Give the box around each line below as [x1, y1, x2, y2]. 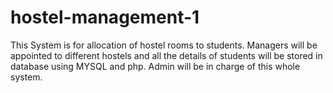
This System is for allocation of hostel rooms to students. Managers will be [10, 39, 318, 51]
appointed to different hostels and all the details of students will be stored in [10, 49, 323, 61]
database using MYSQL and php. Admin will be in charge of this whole [10, 60, 301, 72]
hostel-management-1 [10, 6, 200, 29]
